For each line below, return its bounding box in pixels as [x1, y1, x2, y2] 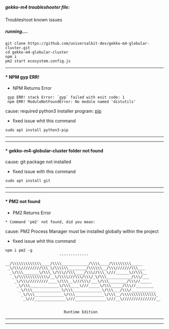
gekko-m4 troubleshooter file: [5, 4, 70, 10]
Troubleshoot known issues [5, 17, 62, 23]
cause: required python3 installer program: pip [5, 108, 102, 114]
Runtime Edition [63, 309, 98, 314]
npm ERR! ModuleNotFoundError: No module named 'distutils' [7, 99, 136, 104]
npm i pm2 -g [5, 247, 33, 253]
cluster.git [5, 45, 30, 50]
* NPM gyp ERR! [5, 74, 40, 80]
